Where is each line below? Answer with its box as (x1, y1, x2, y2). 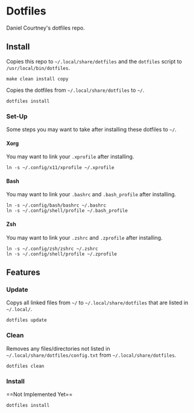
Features (6, 267, 40, 278)
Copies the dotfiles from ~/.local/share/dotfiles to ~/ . (6, 86, 145, 94)
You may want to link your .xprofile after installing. (6, 153, 134, 161)
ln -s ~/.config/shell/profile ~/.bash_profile (6, 208, 128, 214)
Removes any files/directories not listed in (6, 345, 110, 352)
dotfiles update (6, 317, 47, 324)
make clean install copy (6, 75, 69, 82)
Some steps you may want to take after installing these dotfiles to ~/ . (6, 126, 177, 133)
